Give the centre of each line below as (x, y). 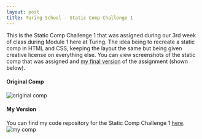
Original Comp (25, 82)
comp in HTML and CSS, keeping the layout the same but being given (94, 48)
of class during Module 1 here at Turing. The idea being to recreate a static (101, 42)
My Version (21, 109)
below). (16, 67)
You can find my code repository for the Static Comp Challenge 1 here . (96, 122)
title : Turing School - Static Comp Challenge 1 (70, 18)
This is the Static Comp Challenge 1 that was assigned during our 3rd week (101, 35)
